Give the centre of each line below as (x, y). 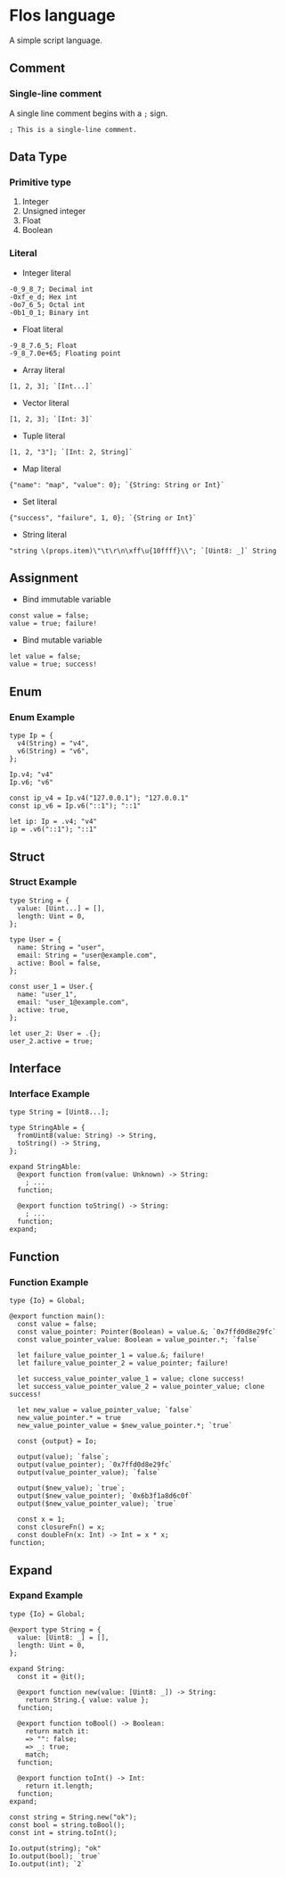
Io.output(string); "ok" (55, 1848)
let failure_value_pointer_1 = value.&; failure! (111, 1356)
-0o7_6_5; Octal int (48, 304)
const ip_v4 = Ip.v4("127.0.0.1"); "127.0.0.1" (99, 798)
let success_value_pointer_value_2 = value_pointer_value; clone (141, 1387)
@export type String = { (55, 1630)
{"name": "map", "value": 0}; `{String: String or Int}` (117, 485)
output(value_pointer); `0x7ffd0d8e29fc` (95, 1465)
